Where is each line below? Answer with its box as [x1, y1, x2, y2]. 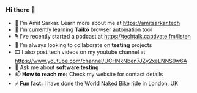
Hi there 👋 [6, 6, 36, 14]
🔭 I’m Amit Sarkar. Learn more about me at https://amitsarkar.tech [14, 20, 180, 27]
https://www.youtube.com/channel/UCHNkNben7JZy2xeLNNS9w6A [14, 58, 188, 65]
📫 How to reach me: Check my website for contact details [14, 70, 163, 78]
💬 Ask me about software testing [14, 64, 99, 71]
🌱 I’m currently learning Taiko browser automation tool [14, 26, 152, 33]
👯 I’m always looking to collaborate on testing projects [14, 42, 152, 49]
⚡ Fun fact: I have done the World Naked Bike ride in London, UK [14, 80, 179, 87]
